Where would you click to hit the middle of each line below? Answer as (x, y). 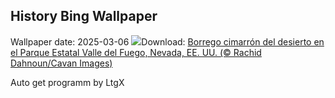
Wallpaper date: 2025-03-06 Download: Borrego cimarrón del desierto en (167, 41)
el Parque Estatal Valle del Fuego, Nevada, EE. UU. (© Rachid (136, 52)
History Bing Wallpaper (84, 16)
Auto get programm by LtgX (67, 82)
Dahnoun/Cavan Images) (61, 63)
